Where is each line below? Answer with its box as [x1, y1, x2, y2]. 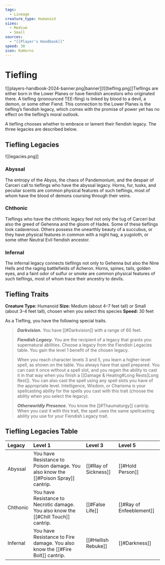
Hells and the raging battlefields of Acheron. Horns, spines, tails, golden [5, 265, 151, 271]
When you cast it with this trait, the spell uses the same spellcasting [17, 408, 155, 413]
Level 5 [118, 442, 136, 449]
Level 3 [85, 442, 104, 449]
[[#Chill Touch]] [33, 513, 70, 520]
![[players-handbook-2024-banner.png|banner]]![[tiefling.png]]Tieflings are [5, 85, 159, 91]
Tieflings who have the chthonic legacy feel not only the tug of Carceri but [5, 216, 156, 222]
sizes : [5, 21, 19, 26]
